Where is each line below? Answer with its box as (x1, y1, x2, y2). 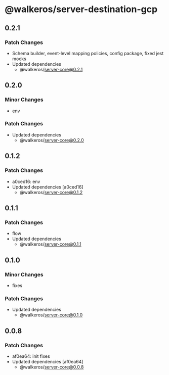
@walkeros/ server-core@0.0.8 (19, 364, 84, 370)
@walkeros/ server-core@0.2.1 (19, 66, 83, 72)
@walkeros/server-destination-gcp (5, 4, 158, 15)
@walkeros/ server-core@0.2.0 (19, 137, 84, 143)
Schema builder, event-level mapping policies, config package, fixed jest (12, 50, 164, 56)
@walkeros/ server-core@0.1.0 (19, 312, 83, 318)
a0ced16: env (12, 178, 40, 184)
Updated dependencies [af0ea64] (12, 358, 83, 364)
